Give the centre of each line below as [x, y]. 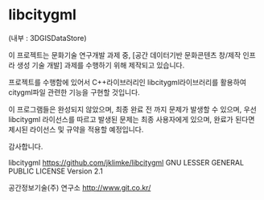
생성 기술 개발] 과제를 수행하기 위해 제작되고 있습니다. [101, 65]
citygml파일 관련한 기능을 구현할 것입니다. [74, 92]
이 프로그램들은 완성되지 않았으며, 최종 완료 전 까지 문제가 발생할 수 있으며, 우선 [133, 109]
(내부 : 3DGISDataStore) [47, 38]
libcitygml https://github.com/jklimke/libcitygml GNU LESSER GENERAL [126, 162]
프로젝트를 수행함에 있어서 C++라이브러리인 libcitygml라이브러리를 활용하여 [128, 82]
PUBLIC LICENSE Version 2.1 [56, 171]
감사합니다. [26, 146]
